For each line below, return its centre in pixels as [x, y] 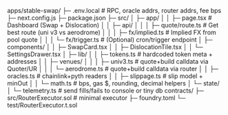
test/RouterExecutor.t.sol [42, 105]
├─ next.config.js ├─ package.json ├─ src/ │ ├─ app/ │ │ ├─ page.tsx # [110, 18]
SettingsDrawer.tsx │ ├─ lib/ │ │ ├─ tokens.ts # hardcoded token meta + [110, 54]
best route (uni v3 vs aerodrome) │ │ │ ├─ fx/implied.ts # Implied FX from [112, 32]
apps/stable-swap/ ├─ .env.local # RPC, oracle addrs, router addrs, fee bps [114, 11]
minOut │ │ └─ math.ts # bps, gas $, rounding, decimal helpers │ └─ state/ [113, 83]
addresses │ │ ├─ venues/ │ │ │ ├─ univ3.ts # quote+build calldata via [108, 61]
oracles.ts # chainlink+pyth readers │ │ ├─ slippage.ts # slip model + [105, 76]
